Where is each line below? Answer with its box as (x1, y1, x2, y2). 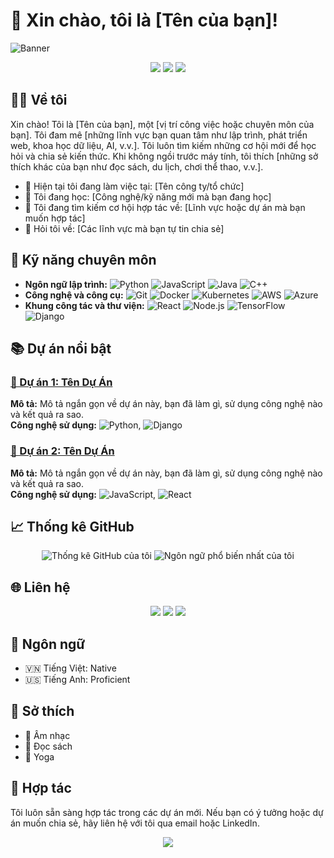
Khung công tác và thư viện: (24, 299, 145, 311)
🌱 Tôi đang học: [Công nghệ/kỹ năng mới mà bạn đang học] (24, 190, 272, 203)
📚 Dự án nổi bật (10, 340, 112, 357)
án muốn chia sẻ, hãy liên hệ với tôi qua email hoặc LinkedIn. (10, 817, 260, 829)
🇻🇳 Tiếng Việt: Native (24, 662, 117, 674)
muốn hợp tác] (24, 212, 86, 224)
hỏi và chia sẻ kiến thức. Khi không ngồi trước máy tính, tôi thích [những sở (10, 150, 319, 162)
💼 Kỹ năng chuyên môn (10, 252, 157, 269)
